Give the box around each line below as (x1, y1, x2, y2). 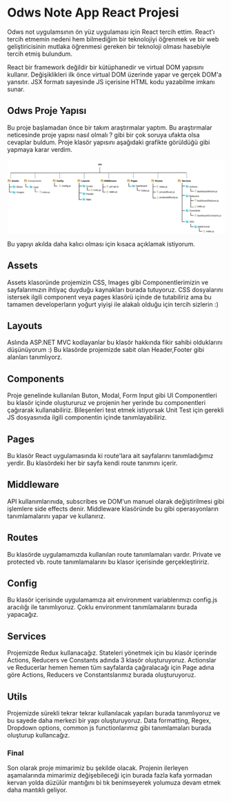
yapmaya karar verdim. (7, 145, 72, 153)
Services (7, 630, 47, 642)
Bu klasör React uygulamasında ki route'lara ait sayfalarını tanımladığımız (7, 451, 214, 459)
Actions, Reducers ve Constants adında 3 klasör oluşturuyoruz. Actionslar (7, 656, 217, 664)
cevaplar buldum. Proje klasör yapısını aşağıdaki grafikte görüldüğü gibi (7, 138, 210, 146)
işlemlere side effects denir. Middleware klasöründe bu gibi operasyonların (7, 504, 219, 513)
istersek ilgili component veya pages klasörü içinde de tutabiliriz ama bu (7, 293, 212, 301)
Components (7, 373, 64, 384)
